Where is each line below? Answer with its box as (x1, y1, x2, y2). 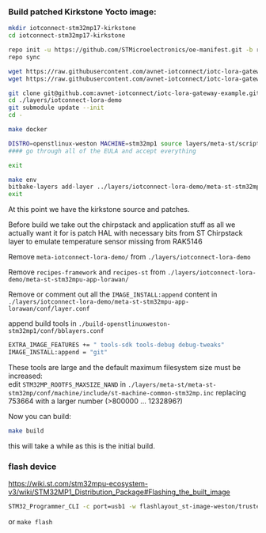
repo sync (8, 53, 41, 61)
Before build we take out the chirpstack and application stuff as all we (8, 220, 236, 229)
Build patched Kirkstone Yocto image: (8, 6, 157, 17)
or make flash (8, 516, 53, 526)
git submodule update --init (8, 104, 104, 112)
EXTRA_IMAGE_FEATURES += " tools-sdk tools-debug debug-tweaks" (8, 341, 225, 350)
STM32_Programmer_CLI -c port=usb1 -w (8, 503, 136, 511)
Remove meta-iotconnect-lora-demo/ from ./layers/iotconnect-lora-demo (8, 252, 251, 262)
